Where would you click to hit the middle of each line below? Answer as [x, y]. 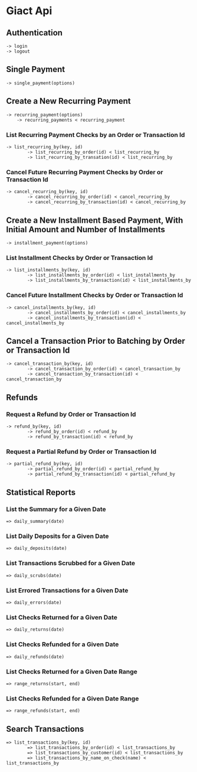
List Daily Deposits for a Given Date [58, 536]
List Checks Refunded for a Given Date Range [73, 698]
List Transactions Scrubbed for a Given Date [71, 563]
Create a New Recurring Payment [68, 101]
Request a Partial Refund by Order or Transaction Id [81, 452]
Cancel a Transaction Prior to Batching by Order [96, 341]
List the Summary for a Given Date [56, 509]
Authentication [35, 33]
